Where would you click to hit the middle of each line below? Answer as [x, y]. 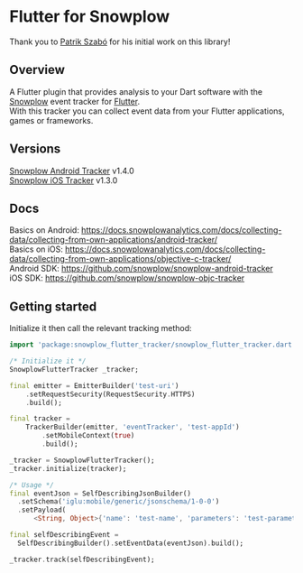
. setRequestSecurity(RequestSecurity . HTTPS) [110, 394]
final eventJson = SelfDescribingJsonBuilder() [101, 494]
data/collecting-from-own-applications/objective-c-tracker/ [120, 259]
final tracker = [40, 419]
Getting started [53, 306]
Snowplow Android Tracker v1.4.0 [72, 171]
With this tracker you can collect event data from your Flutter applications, [147, 111]
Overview [37, 70]
